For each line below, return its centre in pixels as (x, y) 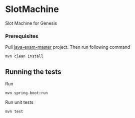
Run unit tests (19, 102)
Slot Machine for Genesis (31, 23)
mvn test (14, 111)
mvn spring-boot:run (27, 93)
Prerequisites (22, 36)
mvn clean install (24, 56)
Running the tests (33, 72)
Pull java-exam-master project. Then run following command (68, 47)
